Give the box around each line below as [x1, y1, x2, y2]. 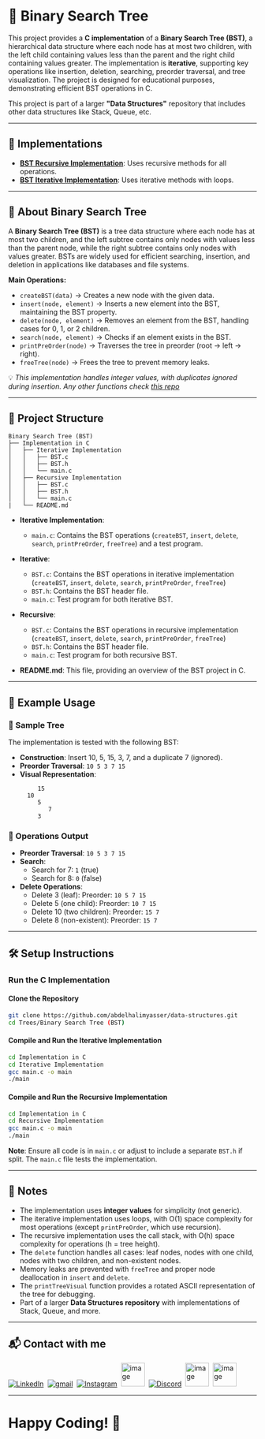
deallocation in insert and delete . [19, 1273, 130, 1282]
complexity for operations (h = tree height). [19, 1239, 160, 1248]
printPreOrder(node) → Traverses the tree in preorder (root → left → [19, 341, 242, 350]
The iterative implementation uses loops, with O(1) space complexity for [19, 1213, 253, 1223]
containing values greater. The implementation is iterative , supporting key [8, 58, 249, 68]
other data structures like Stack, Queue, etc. [8, 106, 151, 117]
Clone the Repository [8, 994, 79, 1004]
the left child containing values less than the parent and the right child [8, 50, 235, 59]
